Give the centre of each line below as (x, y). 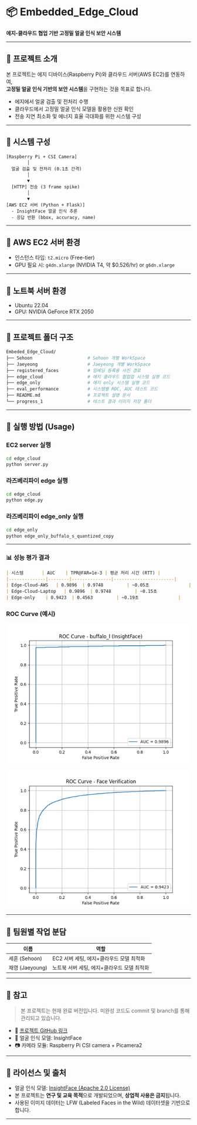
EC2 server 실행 (28, 445)
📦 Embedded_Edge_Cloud (72, 12)
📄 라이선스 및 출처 (36, 1073)
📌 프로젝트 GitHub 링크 (41, 1030)
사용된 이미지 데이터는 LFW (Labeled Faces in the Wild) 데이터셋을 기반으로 (102, 1103)
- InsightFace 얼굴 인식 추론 (45, 211)
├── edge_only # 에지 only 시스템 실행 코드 (78, 383)
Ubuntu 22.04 (31, 306)
